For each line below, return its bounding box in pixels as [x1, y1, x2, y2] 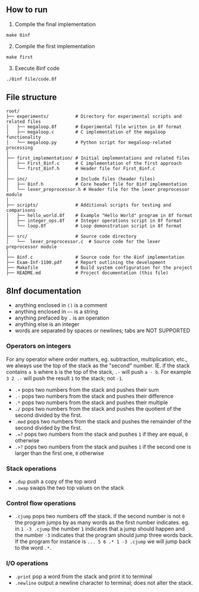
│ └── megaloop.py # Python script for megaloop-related [6, 140, 171, 145]
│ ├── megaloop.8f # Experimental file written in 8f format [6, 123, 182, 130]
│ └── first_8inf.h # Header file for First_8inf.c [6, 165, 156, 172]
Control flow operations [6, 499, 76, 507]
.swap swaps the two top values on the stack [14, 484, 124, 491]
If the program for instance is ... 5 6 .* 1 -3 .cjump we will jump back [14, 538, 191, 545]
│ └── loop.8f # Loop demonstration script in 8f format [6, 223, 182, 229]
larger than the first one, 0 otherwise [14, 450, 104, 457]
